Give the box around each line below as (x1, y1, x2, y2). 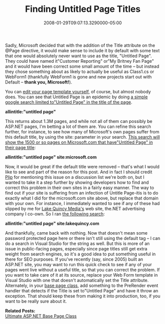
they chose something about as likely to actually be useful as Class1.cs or (5, 68, 154, 75)
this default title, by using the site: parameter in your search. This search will (5, 134, 160, 140)
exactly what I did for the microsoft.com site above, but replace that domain (5, 195, 159, 201)
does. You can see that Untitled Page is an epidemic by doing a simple (5, 94, 148, 100)
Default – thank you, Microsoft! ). (5, 79, 72, 85)
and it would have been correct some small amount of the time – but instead (5, 63, 159, 69)
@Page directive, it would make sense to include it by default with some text (5, 47, 160, 53)
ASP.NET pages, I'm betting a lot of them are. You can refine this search (5, 123, 151, 129)
